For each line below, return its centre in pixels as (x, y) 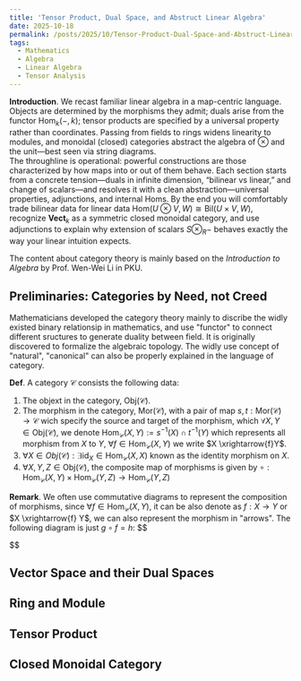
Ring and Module (57, 603)
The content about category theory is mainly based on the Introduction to (145, 259)
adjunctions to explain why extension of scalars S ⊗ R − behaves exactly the (149, 231)
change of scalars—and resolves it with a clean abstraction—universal (139, 189)
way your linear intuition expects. (70, 241)
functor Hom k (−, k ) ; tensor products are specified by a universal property (144, 121)
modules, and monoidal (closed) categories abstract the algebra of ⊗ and (147, 142)
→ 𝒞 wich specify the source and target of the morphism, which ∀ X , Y (151, 420)
